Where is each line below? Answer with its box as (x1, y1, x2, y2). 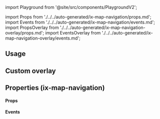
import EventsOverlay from (45, 30, 101, 35)
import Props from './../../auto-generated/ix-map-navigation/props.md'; (5, 14, 151, 19)
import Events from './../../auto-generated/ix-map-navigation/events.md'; (5, 19, 155, 25)
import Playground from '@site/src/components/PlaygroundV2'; (5, 4, 137, 10)
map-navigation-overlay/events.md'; (5, 35, 81, 41)
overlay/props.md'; (5, 30, 44, 35)
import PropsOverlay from (5, 24, 59, 30)
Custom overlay (5, 66, 56, 75)
